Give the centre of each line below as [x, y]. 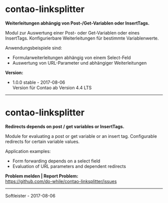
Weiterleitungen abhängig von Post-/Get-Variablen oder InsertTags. [77, 23]
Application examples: [28, 151]
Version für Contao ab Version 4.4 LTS [52, 87]
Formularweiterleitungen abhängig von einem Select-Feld [71, 57]
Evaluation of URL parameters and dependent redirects [69, 166]
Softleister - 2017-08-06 [30, 195]
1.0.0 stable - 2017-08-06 [39, 82]
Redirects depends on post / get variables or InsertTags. [65, 126]
